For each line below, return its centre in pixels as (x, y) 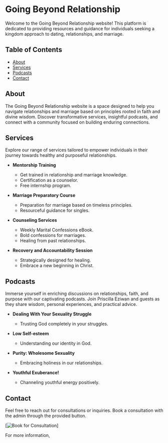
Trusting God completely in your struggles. (64, 324)
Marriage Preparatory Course (44, 196)
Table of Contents (34, 50)
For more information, (28, 435)
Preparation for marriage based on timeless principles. (76, 205)
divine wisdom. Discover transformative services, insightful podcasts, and (81, 116)
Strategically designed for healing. (55, 260)
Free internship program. (46, 185)
